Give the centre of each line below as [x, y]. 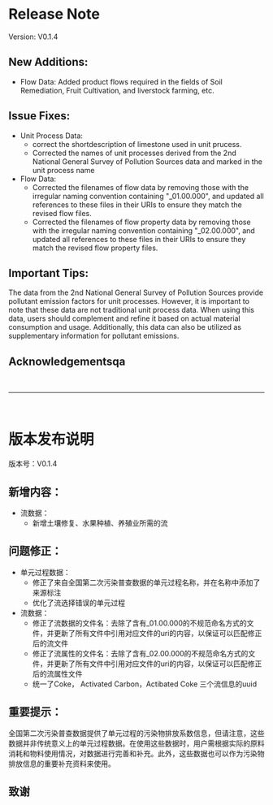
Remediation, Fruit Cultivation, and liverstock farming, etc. [117, 90]
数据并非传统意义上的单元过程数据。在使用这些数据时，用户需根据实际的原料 [136, 743]
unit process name [63, 170]
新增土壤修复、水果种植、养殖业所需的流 [100, 523]
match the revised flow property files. [95, 248]
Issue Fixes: [39, 116]
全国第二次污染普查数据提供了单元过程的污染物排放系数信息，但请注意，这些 [136, 733]
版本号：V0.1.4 [33, 464]
